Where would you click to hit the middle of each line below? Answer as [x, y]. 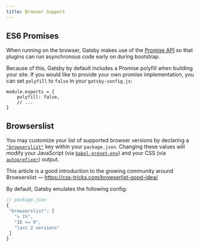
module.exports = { [30, 92]
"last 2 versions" [37, 228]
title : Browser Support [36, 12]
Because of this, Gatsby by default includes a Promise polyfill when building [99, 68]
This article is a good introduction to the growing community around [90, 171]
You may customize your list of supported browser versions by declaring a [98, 141]
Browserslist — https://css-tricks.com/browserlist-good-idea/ [82, 178]
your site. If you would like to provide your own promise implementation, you [100, 75]
